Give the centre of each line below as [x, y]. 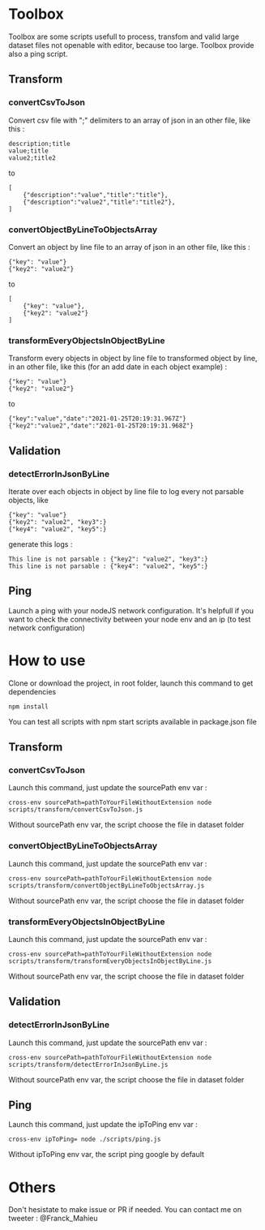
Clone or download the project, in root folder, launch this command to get [131, 683]
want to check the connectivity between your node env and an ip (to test [130, 619]
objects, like [28, 500]
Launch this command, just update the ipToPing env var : [103, 1125]
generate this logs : [41, 544]
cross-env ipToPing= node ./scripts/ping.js [85, 1140]
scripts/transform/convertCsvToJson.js [76, 810]
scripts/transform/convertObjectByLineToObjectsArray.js [107, 885]
